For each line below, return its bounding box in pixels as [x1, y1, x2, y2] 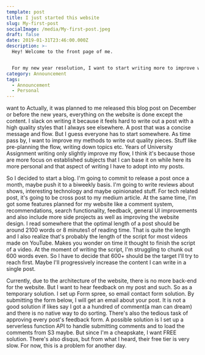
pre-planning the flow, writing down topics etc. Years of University [6, 143, 173, 151]
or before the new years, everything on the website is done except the [6, 111, 183, 118]
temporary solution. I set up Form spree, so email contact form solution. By [6, 290, 195, 298]
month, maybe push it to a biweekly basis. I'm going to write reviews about [6, 181, 194, 188]
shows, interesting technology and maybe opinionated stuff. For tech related [6, 187, 198, 195]
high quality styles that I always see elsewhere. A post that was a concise [6, 124, 191, 131]
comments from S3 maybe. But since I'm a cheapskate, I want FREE [6, 329, 177, 336]
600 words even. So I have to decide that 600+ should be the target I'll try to [6, 253, 199, 260]
